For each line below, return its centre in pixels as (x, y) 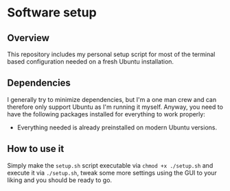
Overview (28, 38)
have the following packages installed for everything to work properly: (106, 114)
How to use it (36, 149)
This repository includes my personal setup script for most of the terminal (111, 54)
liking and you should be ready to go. (59, 180)
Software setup (52, 13)
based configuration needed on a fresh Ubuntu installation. (90, 62)
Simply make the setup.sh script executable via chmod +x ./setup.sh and (110, 165)
